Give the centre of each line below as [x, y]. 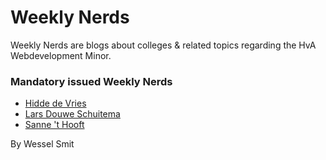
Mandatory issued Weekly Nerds [91, 81]
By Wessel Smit [42, 144]
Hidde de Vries [55, 103]
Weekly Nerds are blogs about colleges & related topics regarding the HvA [163, 45]
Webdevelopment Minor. [61, 55]
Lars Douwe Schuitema [72, 114]
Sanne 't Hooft [54, 125]
